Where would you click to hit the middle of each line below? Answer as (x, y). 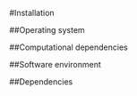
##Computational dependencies (68, 47)
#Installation (32, 13)
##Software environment (55, 64)
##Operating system (47, 30)
